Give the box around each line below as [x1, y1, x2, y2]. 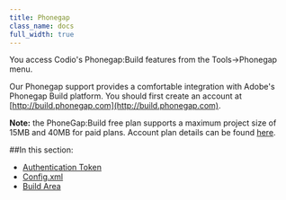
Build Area [22, 181, 61, 192]
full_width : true [9, 30, 75, 39]
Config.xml [22, 171, 64, 182]
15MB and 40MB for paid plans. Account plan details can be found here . [9, 127, 276, 138]
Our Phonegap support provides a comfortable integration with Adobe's [9, 82, 276, 92]
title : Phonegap [9, 13, 70, 22]
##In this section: [9, 144, 74, 155]
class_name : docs [9, 22, 75, 30]
